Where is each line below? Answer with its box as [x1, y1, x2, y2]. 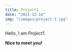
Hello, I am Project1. [5, 30, 46, 36]
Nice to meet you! [5, 40, 43, 46]
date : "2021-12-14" [5, 12, 46, 17]
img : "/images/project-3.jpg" [5, 16, 68, 21]
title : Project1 [5, 7, 39, 12]
